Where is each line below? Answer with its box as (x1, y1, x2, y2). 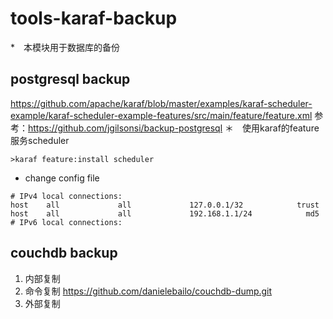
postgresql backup (10, 71, 131, 88)
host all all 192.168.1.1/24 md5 (10, 208, 320, 219)
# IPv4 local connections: (10, 191, 123, 201)
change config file (24, 172, 100, 184)
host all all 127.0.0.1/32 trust (10, 200, 320, 210)
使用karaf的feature (241, 122, 320, 134)
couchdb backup (10, 245, 118, 262)
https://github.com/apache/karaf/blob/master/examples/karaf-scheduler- (10, 97, 313, 109)
